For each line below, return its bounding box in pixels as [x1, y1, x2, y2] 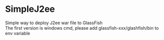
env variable [5, 30, 31, 36]
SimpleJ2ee [5, 3, 55, 15]
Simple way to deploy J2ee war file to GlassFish [5, 20, 103, 26]
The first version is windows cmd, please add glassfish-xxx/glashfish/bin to [5, 25, 159, 31]
